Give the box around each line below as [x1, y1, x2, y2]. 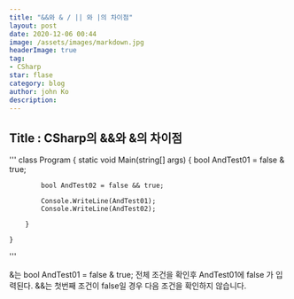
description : [9, 95, 58, 105]
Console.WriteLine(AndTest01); [41, 197, 157, 206]
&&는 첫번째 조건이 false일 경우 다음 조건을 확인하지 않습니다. [35, 280, 247, 291]
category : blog [9, 79, 66, 88]
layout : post [9, 21, 58, 30]
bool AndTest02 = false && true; [41, 181, 165, 191]
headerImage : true [9, 46, 77, 55]
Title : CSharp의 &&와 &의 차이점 [9, 130, 183, 146]
